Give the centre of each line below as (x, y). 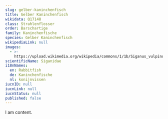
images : (13, 47)
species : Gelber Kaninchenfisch (39, 38)
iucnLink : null (21, 89)
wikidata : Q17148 (23, 19)
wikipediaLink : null (27, 42)
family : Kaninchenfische (31, 33)
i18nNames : (16, 65)
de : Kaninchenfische (31, 75)
